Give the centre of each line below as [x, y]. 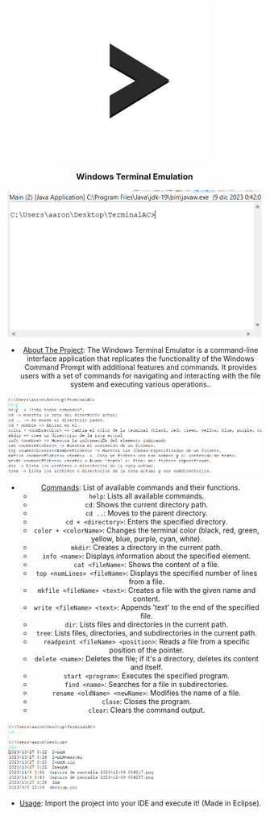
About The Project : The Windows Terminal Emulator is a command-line [141, 350]
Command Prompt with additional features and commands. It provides [141, 367]
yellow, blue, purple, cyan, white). [146, 538]
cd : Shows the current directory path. [147, 504]
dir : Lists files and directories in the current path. [147, 624]
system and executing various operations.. [141, 384]
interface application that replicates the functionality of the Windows [141, 358]
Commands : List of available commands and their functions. [141, 487]
